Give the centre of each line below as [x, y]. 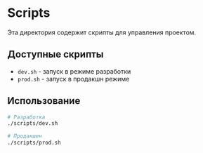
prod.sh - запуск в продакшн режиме [73, 79]
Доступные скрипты [55, 54]
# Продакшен [25, 136]
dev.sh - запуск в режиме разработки [74, 71]
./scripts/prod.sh [34, 143]
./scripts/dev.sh [33, 124]
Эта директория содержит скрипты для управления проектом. [102, 32]
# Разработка [26, 117]
